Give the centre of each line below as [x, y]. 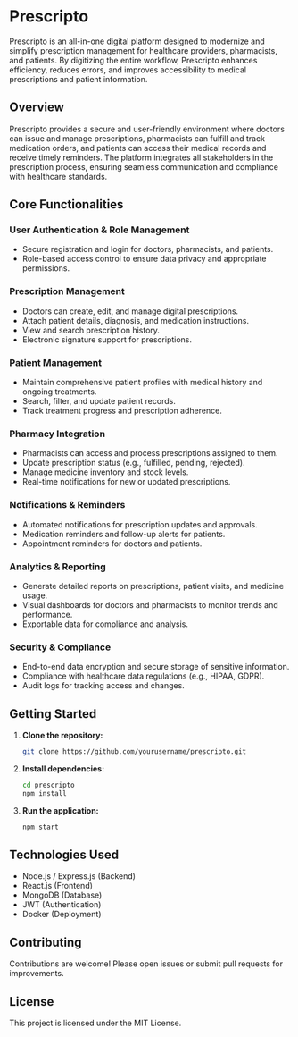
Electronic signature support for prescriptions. [107, 339]
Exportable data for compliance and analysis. [105, 624]
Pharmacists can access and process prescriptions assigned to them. [150, 453]
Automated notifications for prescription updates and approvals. [140, 524]
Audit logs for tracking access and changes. [103, 686]
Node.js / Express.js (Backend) [79, 876]
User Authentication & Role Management [99, 230]
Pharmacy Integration [57, 434]
